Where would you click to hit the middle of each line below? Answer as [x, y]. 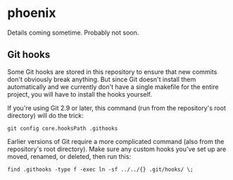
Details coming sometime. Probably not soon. [73, 32]
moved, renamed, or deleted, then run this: [69, 156]
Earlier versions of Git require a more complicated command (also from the [116, 141]
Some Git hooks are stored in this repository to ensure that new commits [112, 71]
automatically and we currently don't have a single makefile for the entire [113, 87]
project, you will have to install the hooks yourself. [80, 94]
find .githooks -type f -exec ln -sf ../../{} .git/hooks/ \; [100, 169]
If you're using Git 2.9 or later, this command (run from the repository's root [117, 108]
